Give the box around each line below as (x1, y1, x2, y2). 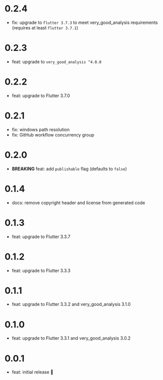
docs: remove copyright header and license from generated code (11, 200, 146, 206)
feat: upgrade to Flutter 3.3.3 (11, 267, 71, 273)
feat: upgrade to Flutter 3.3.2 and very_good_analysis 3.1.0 (11, 301, 131, 307)
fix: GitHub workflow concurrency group (11, 131, 95, 137)
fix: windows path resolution (11, 127, 70, 132)
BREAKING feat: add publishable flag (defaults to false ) (11, 165, 127, 172)
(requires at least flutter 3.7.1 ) (11, 24, 78, 30)
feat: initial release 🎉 (11, 369, 54, 375)
